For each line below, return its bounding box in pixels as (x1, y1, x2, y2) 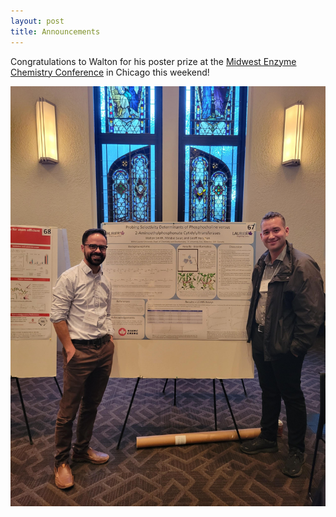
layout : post (10, 16, 65, 26)
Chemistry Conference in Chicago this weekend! (10, 66, 210, 78)
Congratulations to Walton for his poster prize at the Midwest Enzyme (10, 55, 297, 67)
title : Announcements (10, 26, 101, 37)
